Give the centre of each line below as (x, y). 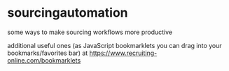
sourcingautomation (68, 13)
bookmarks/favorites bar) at (48, 53)
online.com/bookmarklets (44, 60)
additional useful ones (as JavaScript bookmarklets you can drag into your (114, 45)
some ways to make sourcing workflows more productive (90, 32)
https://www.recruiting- (123, 53)
